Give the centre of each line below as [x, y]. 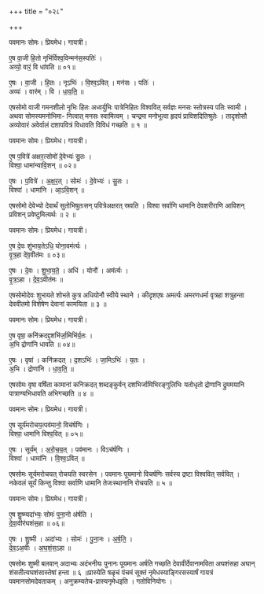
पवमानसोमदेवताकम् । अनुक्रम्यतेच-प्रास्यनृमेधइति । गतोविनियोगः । [91, 581]
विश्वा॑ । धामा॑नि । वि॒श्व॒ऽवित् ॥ [47, 458]
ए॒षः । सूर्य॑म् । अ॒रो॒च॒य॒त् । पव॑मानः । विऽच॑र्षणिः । [70, 449]
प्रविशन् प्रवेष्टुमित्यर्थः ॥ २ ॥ [42, 214]
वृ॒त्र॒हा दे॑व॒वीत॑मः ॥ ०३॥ [37, 255]
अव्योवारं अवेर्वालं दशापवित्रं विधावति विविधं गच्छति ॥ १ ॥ [78, 125]
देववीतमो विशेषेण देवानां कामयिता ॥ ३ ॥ [58, 304]
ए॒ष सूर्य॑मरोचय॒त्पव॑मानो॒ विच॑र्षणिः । [49, 425]
